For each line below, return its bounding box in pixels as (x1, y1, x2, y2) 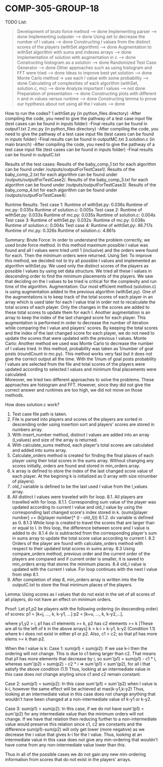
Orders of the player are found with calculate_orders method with (12, 540, 144, 546)
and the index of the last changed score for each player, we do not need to (5, 330, 155, 336)
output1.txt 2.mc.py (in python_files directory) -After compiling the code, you (5, 126, 159, 131)
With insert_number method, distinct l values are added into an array (12, 431, 150, 437)
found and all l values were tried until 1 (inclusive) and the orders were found (5, 247, 158, 253)
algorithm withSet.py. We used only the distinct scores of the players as (5, 262, 149, 268)
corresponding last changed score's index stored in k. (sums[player (12, 509, 148, 515)
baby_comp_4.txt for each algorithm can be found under (5, 187, 118, 193)
